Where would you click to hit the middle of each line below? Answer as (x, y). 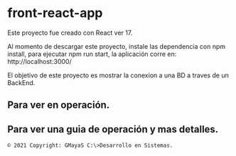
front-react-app (55, 13)
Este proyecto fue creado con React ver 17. (70, 33)
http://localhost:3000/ (40, 61)
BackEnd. (21, 82)
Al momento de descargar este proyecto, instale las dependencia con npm (117, 46)
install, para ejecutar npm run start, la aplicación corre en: (92, 54)
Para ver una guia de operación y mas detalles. (113, 129)
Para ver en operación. (59, 105)
